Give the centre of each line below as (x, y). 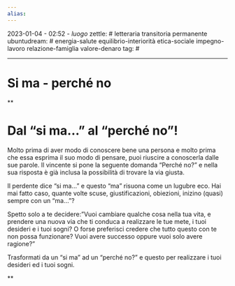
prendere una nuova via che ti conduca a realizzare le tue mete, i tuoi (107, 221)
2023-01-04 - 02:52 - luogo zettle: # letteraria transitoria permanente (107, 33)
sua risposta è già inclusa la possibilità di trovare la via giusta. (96, 172)
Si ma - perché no (59, 83)
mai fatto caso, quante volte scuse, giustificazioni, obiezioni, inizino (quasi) (115, 193)
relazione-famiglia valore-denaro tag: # (83, 48)
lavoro (16, 48)
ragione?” (21, 243)
